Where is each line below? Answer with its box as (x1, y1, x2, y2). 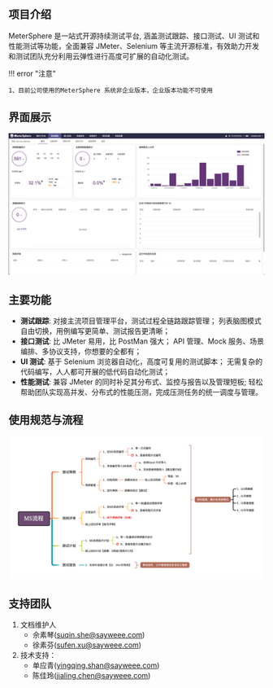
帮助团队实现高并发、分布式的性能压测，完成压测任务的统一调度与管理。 (19, 388, 262, 397)
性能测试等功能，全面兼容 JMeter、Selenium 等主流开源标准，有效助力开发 (8, 41, 260, 50)
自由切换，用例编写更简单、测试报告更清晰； (19, 326, 171, 336)
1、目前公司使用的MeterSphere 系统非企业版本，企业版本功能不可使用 (8, 86, 214, 94)
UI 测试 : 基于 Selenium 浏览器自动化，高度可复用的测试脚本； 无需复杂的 (19, 357, 262, 366)
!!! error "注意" (8, 68, 57, 78)
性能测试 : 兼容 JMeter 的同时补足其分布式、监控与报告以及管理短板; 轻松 (19, 377, 263, 387)
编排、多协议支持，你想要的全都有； (19, 347, 142, 357)
